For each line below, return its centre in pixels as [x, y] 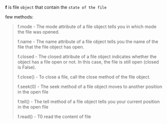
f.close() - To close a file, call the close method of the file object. [84, 77]
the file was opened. [38, 32]
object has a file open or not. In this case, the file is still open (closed [88, 62]
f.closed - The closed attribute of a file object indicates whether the [87, 56]
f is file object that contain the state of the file [56, 7]
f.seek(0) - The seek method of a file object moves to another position [90, 86]
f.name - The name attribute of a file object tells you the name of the [88, 41]
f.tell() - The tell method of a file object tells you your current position [88, 101]
